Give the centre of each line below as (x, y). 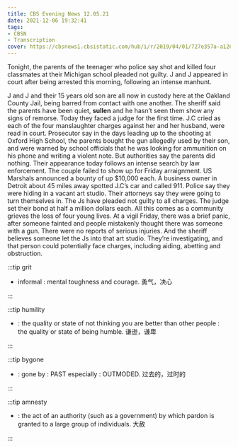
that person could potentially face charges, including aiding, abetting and (114, 246)
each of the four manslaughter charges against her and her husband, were (116, 126)
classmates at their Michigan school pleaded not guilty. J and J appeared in (118, 74)
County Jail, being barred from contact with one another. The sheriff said (114, 103)
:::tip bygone (25, 359)
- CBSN (17, 34)
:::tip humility (26, 309)
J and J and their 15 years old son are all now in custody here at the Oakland (119, 95)
